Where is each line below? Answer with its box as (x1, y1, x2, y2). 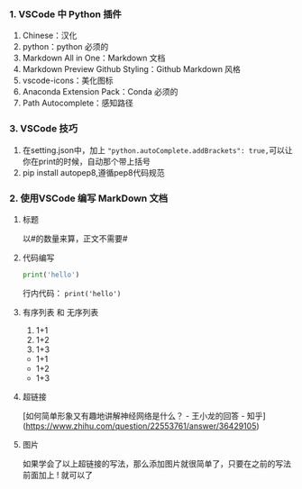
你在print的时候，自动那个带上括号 (22, 156, 151, 167)
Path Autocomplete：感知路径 (22, 97, 133, 109)
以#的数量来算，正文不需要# (22, 232, 128, 244)
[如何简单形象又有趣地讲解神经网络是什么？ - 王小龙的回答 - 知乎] (22, 410, 266, 421)
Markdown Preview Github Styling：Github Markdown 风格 (22, 64, 242, 75)
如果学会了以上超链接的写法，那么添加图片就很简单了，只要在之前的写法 (22, 457, 291, 469)
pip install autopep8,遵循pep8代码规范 (22, 167, 165, 177)
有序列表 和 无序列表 (22, 306, 99, 317)
